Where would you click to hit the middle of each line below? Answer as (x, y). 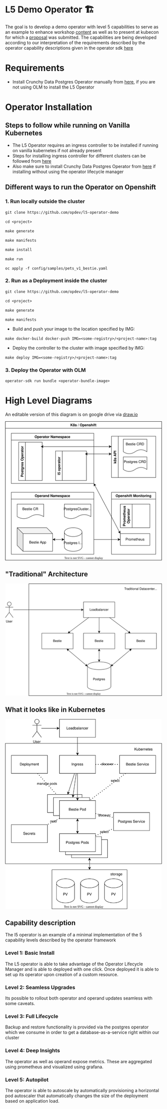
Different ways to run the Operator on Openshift (81, 187)
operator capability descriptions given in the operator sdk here (69, 48)
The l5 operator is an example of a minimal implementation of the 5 (74, 935)
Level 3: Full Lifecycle (32, 1016)
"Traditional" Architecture (47, 574)
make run (14, 259)
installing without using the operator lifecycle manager (68, 172)
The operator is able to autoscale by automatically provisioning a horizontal (82, 1090)
